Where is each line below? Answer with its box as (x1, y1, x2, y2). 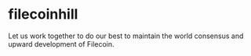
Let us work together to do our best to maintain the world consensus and (8, 31, 244, 40)
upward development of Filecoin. (8, 39, 115, 48)
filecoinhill (8, 5, 78, 23)
